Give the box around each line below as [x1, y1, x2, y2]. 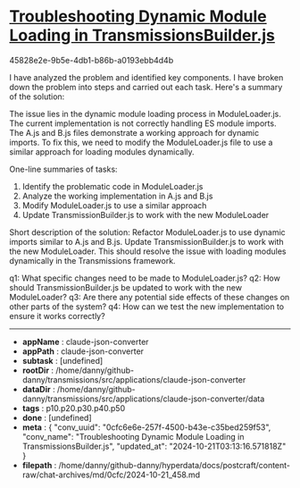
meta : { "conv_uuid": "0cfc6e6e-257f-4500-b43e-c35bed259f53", [21, 422, 271, 433]
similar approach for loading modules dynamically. [9, 146, 195, 157]
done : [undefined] [21, 412, 92, 423]
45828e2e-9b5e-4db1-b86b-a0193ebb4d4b [9, 55, 174, 65]
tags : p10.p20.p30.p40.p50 [21, 402, 126, 413]
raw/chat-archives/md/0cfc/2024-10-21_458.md [21, 469, 201, 480]
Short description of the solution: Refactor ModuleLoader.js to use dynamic [9, 226, 286, 238]
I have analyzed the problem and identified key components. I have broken [9, 72, 284, 82]
